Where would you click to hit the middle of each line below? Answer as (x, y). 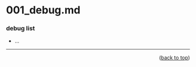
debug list (20, 29)
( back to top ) (174, 58)
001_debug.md (43, 10)
